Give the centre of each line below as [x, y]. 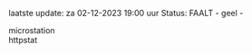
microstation [32, 30]
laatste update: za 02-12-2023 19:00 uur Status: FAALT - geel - [126, 13]
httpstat [23, 40]
